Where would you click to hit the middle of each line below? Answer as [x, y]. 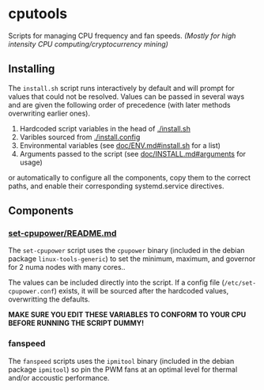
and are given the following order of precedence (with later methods [119, 104]
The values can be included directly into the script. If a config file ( [117, 282]
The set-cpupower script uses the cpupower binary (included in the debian [126, 251]
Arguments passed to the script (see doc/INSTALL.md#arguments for [133, 153]
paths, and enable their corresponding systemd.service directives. [116, 186]
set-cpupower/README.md [62, 233]
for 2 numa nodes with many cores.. [67, 267]
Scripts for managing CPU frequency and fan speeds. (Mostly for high [122, 36]
